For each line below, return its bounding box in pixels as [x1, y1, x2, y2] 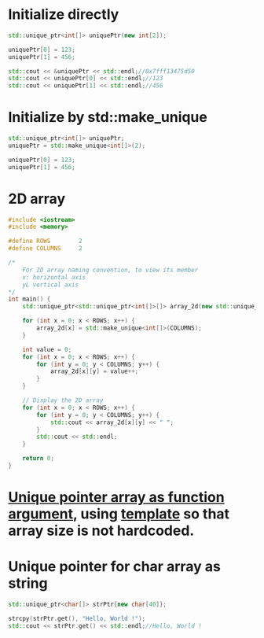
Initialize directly [8, 6, 119, 24]
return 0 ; [22, 455, 55, 463]
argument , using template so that [8, 505, 230, 523]
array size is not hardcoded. [8, 522, 195, 540]
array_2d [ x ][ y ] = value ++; [49, 367, 139, 375]
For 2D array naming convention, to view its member [22, 266, 199, 274]
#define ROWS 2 [8, 238, 82, 245]
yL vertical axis [22, 281, 79, 289]
